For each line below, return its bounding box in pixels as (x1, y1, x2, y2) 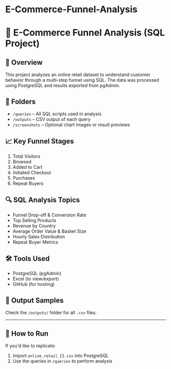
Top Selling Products (12, 217, 56, 223)
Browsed (12, 158, 32, 164)
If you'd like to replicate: (5, 343, 56, 349)
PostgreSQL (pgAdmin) (12, 270, 62, 277)
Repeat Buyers (12, 180, 44, 186)
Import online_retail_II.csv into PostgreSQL (12, 353, 109, 359)
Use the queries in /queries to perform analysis (12, 358, 113, 364)
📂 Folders (5, 97, 36, 106)
